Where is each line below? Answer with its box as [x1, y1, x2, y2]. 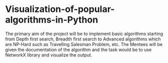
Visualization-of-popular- [5, 3, 115, 15]
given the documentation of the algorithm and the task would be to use [5, 46, 152, 52]
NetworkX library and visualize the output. [5, 51, 93, 58]
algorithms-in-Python [5, 14, 98, 25]
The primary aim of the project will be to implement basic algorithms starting [5, 30, 163, 36]
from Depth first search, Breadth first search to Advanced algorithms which [5, 36, 161, 42]
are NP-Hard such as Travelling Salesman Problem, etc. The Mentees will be [5, 41, 163, 47]
